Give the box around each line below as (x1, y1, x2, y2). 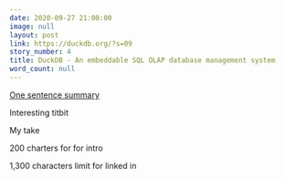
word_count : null (9, 65, 76, 74)
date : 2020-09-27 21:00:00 (9, 13, 112, 23)
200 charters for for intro (9, 143, 103, 154)
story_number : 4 (9, 48, 71, 57)
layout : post (9, 30, 59, 39)
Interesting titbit (9, 107, 69, 118)
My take (9, 124, 40, 135)
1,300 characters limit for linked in (9, 160, 137, 171)
